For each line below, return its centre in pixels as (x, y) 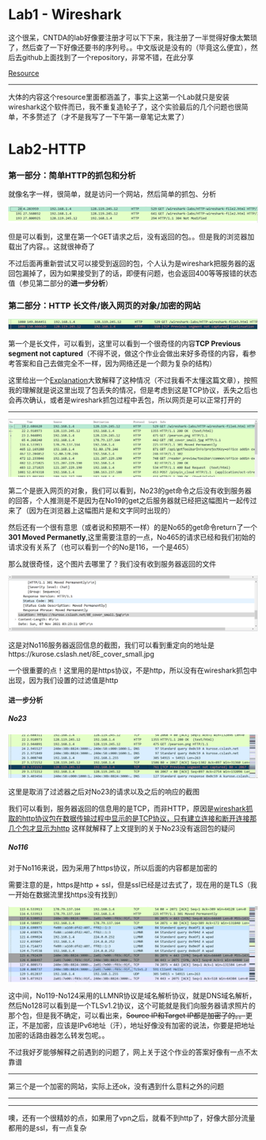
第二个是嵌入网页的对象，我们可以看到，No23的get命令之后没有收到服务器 (130, 491)
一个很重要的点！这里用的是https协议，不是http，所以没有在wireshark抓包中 (133, 670)
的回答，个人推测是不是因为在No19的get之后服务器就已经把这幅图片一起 (126, 501)
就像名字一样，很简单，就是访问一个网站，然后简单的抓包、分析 (112, 194)
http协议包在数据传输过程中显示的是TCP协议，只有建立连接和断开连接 (136, 818)
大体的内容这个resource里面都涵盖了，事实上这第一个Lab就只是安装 (119, 97)
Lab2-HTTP (47, 149)
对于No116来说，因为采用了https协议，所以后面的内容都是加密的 (113, 868)
